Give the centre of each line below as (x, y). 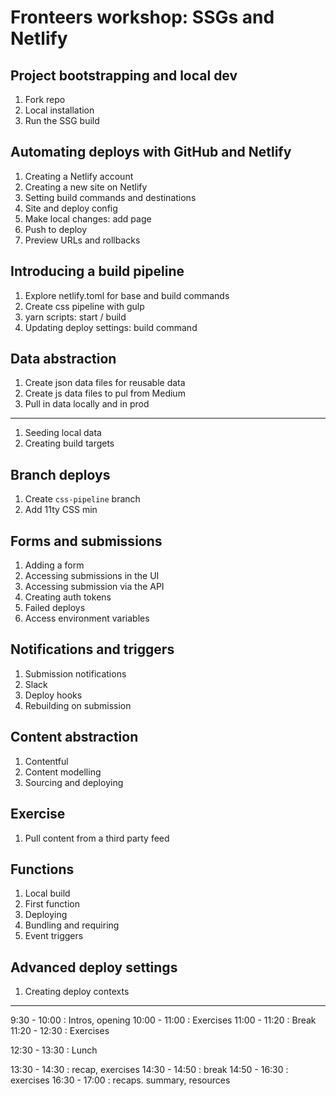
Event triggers (54, 936)
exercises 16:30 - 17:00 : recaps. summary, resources (120, 1080)
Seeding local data (63, 433)
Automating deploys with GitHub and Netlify (151, 152)
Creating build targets (69, 443)
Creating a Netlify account (79, 176)
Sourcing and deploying (74, 782)
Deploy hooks (53, 695)
